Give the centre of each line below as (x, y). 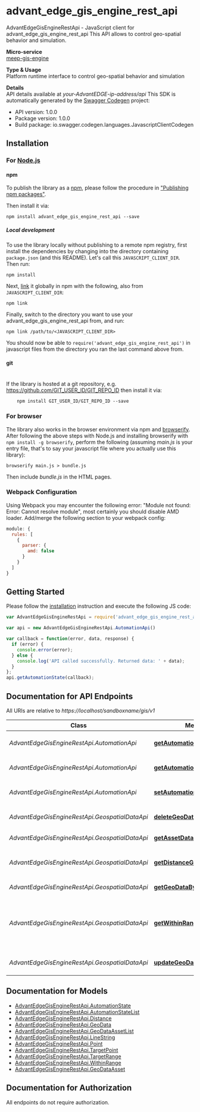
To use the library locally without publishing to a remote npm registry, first (97, 245)
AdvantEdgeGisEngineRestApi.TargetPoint (66, 1050)
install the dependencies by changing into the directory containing (87, 252)
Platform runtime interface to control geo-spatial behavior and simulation (95, 76)
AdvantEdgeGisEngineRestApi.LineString (65, 1037)
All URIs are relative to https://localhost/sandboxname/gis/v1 (81, 711)
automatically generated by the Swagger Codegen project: (78, 100)
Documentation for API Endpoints (70, 696)
